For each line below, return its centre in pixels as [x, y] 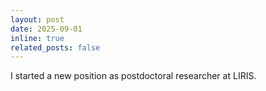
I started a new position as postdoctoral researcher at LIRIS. [133, 76]
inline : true [37, 38]
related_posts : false [55, 47]
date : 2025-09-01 [46, 29]
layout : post [37, 19]
